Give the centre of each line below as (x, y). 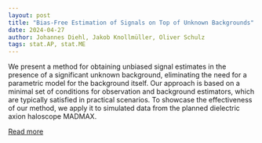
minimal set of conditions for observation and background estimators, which (131, 91)
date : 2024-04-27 (36, 30)
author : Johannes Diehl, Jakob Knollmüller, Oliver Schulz (107, 37)
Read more (26, 132)
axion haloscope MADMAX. (53, 116)
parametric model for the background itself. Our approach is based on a (124, 84)
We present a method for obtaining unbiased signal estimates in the (117, 66)
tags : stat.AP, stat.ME (47, 45)
